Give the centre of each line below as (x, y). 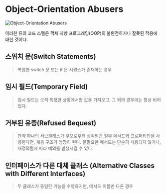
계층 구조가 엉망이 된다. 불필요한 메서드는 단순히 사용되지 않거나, (98, 142)
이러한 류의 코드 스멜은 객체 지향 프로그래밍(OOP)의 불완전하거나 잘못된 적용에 (82, 33)
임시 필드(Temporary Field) (47, 87)
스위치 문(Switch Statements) (51, 56)
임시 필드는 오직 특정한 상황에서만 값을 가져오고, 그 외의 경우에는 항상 (84, 99)
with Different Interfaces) (45, 173)
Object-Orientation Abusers (64, 9)
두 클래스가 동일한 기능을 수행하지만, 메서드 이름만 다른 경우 (75, 186)
